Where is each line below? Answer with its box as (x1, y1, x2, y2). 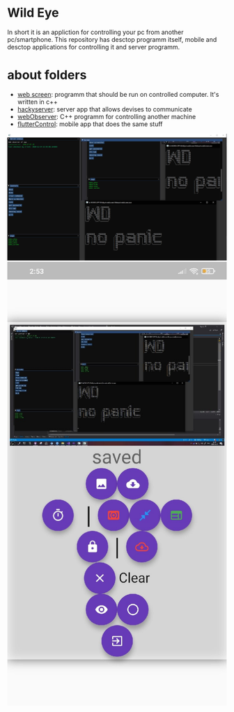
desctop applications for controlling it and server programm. (7, 42, 180, 51)
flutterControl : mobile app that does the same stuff (17, 120, 163, 128)
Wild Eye (7, 5, 59, 21)
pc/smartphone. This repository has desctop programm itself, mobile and (7, 35, 217, 43)
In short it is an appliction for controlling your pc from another (7, 28, 184, 36)
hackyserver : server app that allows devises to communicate (17, 105, 193, 113)
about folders (7, 68, 87, 83)
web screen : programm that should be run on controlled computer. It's (17, 90, 219, 98)
